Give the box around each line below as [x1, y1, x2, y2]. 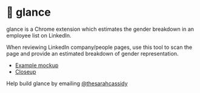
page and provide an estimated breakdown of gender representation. [6, 50, 179, 57]
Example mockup [15, 62, 59, 69]
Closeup [15, 68, 36, 75]
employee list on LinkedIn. [6, 31, 72, 39]
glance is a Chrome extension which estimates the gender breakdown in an [6, 25, 195, 33]
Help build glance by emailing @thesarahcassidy [6, 80, 128, 87]
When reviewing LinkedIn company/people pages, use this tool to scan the [6, 43, 193, 51]
